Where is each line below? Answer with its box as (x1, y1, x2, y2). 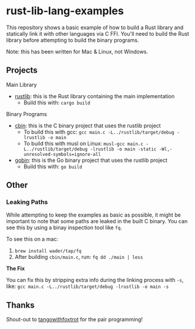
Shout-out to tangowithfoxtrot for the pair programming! (6, 316, 143, 323)
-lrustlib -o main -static (89, 146, 157, 152)
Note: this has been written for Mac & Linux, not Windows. (6, 48, 148, 55)
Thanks (6, 300, 35, 310)
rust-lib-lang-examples (6, 4, 124, 18)
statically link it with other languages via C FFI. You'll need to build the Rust (6, 30, 190, 37)
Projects (6, 65, 38, 76)
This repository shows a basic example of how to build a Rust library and (6, 24, 184, 31)
